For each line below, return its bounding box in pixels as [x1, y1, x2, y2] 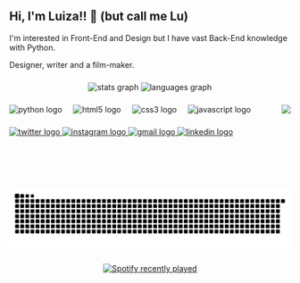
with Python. [9, 42, 56, 53]
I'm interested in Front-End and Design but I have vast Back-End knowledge [9, 32, 288, 43]
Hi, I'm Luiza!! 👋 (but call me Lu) [9, 9, 189, 24]
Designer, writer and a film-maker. [9, 59, 135, 70]
